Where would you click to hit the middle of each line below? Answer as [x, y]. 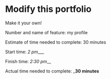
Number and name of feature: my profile [47, 32]
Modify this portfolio [48, 9]
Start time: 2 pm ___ [25, 52]
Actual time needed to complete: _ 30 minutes [52, 71]
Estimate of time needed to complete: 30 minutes [55, 42]
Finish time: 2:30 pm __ [28, 61]
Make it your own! [24, 23]
